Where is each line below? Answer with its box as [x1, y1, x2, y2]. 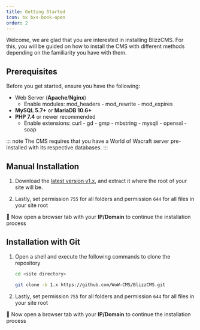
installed [6, 144, 28, 151]
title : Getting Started [6, 8, 66, 15]
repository [14, 259, 41, 266]
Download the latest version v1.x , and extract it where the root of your [14, 178, 187, 184]
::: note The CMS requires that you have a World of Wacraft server [6, 137, 169, 145]
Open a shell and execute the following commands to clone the [14, 253, 171, 260]
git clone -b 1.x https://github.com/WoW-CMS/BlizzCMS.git [14, 281, 166, 288]
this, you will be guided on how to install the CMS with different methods [6, 43, 185, 50]
